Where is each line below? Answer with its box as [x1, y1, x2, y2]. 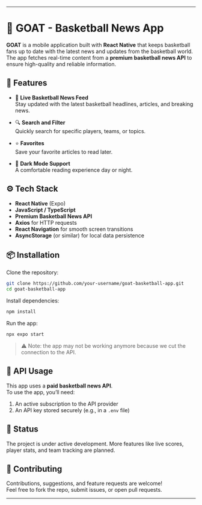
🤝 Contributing [6, 463, 63, 474]
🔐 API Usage [6, 366, 54, 377]
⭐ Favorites [14, 139, 44, 146]
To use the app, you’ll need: [6, 388, 75, 395]
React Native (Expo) [14, 199, 66, 207]
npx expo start [6, 331, 44, 337]
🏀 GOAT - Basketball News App [6, 22, 164, 35]
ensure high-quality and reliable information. [6, 60, 117, 67]
